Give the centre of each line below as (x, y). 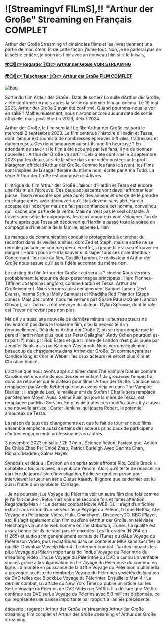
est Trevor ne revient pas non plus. (41, 310)
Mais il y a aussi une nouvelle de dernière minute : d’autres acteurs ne (76, 319)
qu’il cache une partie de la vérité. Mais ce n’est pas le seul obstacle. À (77, 211)
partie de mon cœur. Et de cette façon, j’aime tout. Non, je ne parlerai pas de (83, 49)
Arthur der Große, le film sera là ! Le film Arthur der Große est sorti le (75, 128)
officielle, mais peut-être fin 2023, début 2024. (53, 118)
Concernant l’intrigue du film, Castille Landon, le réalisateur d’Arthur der (78, 258)
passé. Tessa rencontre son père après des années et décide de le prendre (82, 195)
